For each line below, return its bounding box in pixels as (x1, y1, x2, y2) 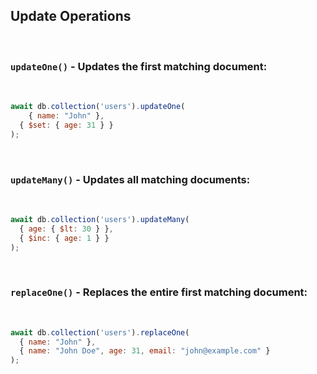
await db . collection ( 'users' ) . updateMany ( (10, 214, 190, 224)
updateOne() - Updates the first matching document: (10, 59, 268, 73)
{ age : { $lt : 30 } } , (19, 224, 114, 234)
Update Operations (10, 8, 132, 25)
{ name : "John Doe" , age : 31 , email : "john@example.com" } (19, 346, 271, 356)
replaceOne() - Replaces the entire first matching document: (10, 285, 308, 299)
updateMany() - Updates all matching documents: (10, 172, 251, 186)
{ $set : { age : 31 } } (19, 120, 114, 130)
